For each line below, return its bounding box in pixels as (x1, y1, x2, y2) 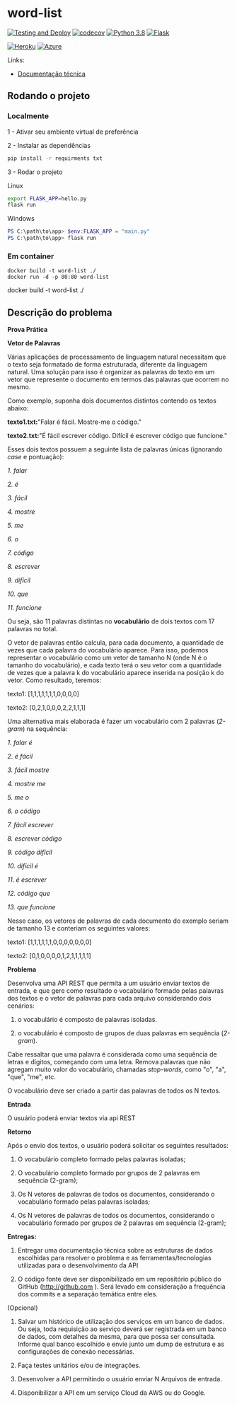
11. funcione (7, 604, 42, 612)
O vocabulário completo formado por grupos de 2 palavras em (17, 1169, 200, 1178)
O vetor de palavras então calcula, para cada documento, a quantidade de (7, 638, 224, 647)
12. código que (7, 890, 51, 898)
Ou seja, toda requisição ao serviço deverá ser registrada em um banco (17, 1325, 226, 1333)
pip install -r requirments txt (7, 154, 103, 162)
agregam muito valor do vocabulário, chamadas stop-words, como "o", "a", (7, 1065, 226, 1074)
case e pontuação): (7, 453, 64, 461)
